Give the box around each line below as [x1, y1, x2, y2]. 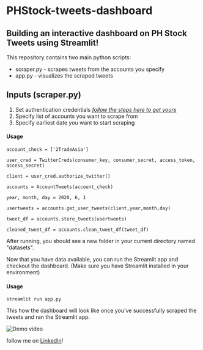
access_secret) [6, 162, 45, 169]
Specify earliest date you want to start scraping [15, 118, 135, 126]
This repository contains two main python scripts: [6, 54, 131, 61]
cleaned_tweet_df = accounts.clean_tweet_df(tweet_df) [6, 227, 149, 233]
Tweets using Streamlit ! [6, 37, 99, 48]
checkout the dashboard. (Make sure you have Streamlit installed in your [6, 262, 189, 269]
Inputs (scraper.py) [6, 90, 81, 100]
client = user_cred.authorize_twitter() [6, 173, 111, 180]
